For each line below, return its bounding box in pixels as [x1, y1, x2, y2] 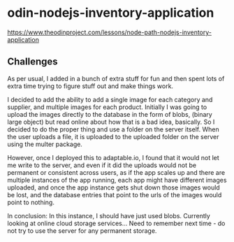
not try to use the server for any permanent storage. [7, 226, 157, 235]
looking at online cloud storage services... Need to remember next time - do [7, 219, 226, 227]
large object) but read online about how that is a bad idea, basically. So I [7, 118, 215, 126]
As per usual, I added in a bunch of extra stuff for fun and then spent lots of [7, 74, 225, 83]
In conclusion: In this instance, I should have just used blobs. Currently [7, 211, 211, 220]
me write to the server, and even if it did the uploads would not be [7, 161, 197, 169]
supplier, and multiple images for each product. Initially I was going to [7, 103, 207, 111]
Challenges [7, 56, 58, 68]
